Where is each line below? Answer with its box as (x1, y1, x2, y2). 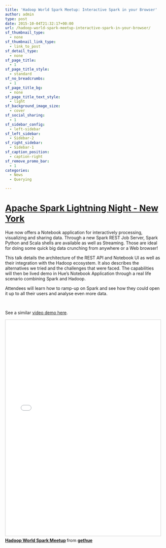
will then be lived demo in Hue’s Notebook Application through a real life (5, 270, 151, 276)
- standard (9, 72, 32, 77)
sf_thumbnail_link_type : (5, 39, 56, 44)
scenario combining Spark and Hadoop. (5, 275, 86, 281)
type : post (5, 16, 28, 21)
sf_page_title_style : (5, 67, 50, 72)
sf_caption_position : (5, 150, 50, 155)
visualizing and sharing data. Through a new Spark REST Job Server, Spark (5, 235, 158, 240)
